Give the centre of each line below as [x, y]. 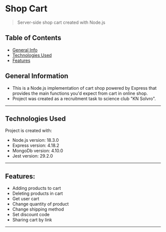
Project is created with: [29, 131]
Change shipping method [38, 209]
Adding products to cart [37, 188]
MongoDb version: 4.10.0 [38, 151]
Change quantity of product [41, 204]
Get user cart [26, 199]
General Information [37, 76]
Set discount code [31, 215]
